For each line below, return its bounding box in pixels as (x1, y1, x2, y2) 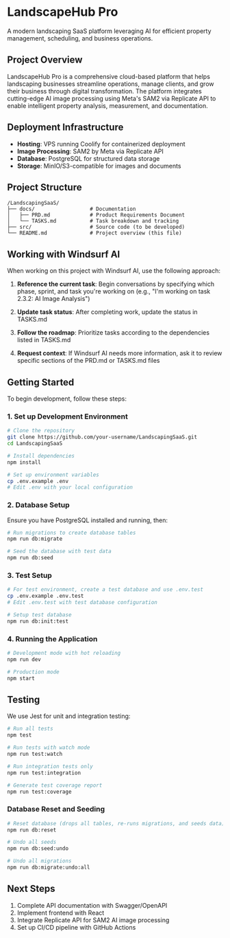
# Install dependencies (7, 452, 75, 459)
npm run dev (7, 656, 41, 663)
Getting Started (7, 376, 75, 388)
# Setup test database (7, 612, 72, 618)
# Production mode (7, 668, 60, 675)
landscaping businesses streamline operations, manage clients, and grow (7, 80, 214, 88)
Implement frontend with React (16, 908, 105, 917)
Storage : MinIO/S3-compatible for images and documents (16, 161, 181, 170)
